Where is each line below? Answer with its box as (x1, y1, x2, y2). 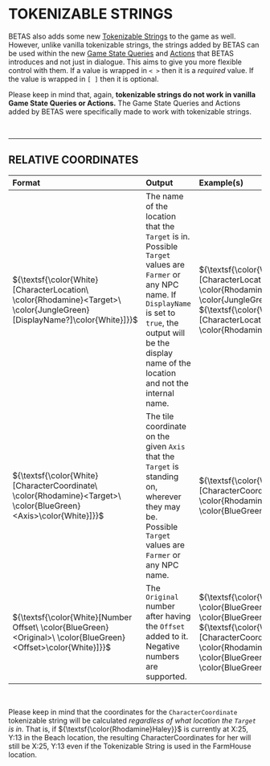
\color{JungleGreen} (12, 304, 90, 315)
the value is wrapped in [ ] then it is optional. (8, 74, 159, 84)
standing (145, 471, 179, 482)
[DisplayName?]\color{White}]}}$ (12, 314, 138, 326)
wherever (145, 491, 182, 502)
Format (12, 177, 41, 188)
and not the (145, 377, 189, 388)
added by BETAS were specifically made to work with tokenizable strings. (8, 106, 252, 117)
